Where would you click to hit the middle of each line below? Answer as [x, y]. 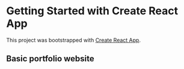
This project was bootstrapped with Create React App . [74, 40]
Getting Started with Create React [92, 11]
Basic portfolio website [50, 59]
